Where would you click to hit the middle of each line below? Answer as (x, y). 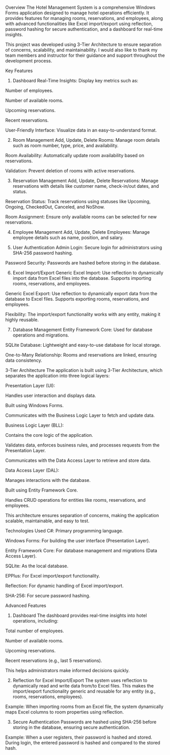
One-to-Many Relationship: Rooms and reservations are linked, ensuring (81, 355)
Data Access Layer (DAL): (32, 470)
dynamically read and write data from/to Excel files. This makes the (83, 686)
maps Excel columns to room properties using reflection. (65, 712)
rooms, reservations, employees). (48, 697)
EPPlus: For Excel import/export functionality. (53, 576)
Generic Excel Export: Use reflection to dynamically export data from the (81, 293)
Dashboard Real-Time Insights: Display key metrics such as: (75, 81)
